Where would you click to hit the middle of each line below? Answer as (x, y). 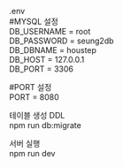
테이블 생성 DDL (37, 115)
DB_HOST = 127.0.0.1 (47, 60)
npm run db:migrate (45, 125)
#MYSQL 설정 (34, 21)
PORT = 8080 (34, 97)
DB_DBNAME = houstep (53, 50)
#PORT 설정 (31, 87)
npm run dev (32, 153)
